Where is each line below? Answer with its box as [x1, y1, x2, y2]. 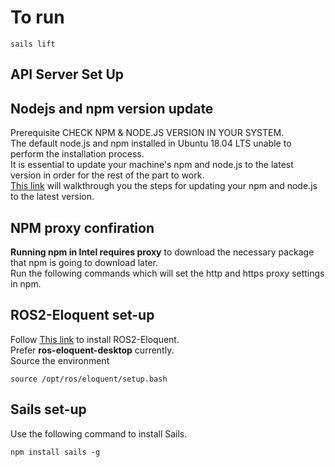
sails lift [10, 39, 56, 49]
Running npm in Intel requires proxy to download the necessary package [10, 246, 315, 258]
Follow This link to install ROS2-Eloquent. [10, 333, 180, 345]
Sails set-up [10, 401, 87, 418]
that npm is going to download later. [10, 256, 158, 268]
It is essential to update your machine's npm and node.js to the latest [10, 159, 294, 171]
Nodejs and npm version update [10, 100, 214, 117]
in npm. [10, 277, 42, 290]
